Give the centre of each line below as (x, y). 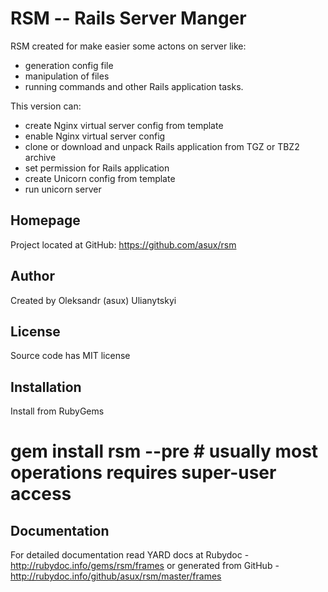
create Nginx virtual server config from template (124, 125)
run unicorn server (63, 189)
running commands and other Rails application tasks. (134, 86)
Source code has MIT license (70, 356)
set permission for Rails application (97, 168)
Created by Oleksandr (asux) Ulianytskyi (93, 300)
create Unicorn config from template (100, 178)
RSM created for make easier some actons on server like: (128, 46)
